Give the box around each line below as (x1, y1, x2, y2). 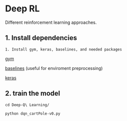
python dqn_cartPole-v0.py (5, 111, 61, 116)
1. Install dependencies (5, 34, 77, 42)
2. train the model (5, 89, 61, 98)
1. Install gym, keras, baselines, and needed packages (5, 47, 122, 52)
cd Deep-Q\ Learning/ (5, 102, 50, 107)
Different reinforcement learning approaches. (5, 19, 97, 25)
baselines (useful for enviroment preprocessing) (5, 65, 103, 71)
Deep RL (5, 3, 40, 14)
